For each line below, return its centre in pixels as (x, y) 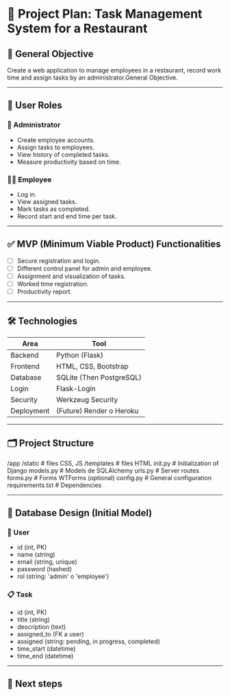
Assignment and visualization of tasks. (71, 276)
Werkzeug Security (87, 399)
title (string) (33, 619)
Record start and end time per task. (67, 216)
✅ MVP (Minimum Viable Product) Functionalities (114, 244)
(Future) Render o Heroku (97, 410)
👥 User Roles (35, 105)
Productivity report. (44, 292)
